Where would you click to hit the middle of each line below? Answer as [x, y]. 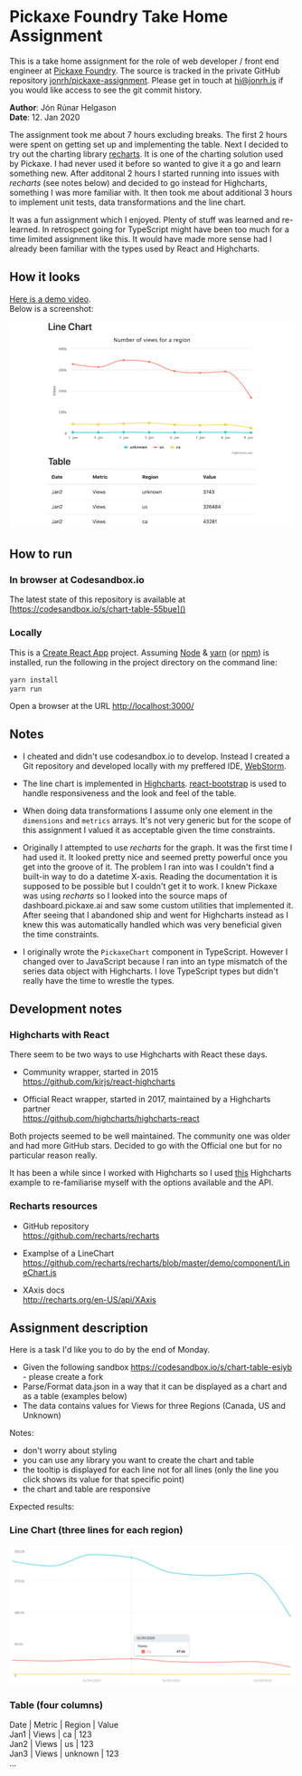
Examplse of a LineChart [68, 1253]
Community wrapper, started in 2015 [90, 1072]
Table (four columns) [57, 1704]
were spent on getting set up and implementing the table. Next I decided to [149, 144]
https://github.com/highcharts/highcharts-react [111, 1119]
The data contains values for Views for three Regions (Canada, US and [154, 1406]
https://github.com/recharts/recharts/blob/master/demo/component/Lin [156, 1263]
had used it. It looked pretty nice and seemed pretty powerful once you [155, 857]
